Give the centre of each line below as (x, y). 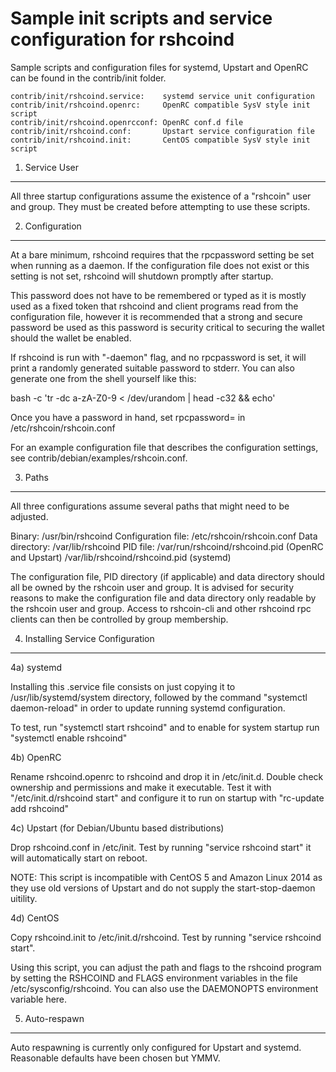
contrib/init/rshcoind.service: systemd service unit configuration (162, 96)
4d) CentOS (35, 918)
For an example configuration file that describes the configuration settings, (164, 447)
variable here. (39, 999)
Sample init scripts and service (141, 18)
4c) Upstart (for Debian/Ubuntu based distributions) (117, 828)
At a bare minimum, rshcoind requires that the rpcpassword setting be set (162, 254)
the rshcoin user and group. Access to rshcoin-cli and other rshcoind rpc (161, 608)
